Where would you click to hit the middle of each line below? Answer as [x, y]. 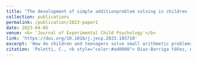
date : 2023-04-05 [27, 28]
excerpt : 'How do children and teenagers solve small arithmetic [87, 44]
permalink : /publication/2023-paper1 [52, 22]
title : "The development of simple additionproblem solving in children [97, 11]
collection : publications [38, 17]
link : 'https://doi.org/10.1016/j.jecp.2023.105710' [72, 38]
